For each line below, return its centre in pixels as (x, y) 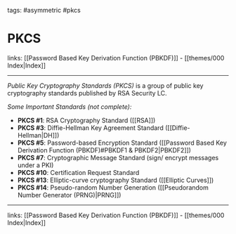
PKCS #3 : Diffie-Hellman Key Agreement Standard (90, 128)
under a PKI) (35, 165)
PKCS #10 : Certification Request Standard (78, 172)
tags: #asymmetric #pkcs (44, 10)
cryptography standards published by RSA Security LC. (87, 93)
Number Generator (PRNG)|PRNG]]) (69, 195)
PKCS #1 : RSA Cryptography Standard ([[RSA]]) (86, 120)
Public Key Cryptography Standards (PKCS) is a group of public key (105, 85)
